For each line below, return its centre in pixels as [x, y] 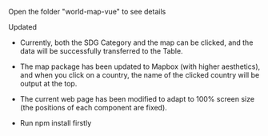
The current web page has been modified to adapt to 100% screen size [137, 99]
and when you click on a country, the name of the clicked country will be [140, 75]
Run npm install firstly [56, 123]
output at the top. [48, 84]
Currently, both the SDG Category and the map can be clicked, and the [136, 42]
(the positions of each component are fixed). [94, 108]
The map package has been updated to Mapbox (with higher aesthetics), [140, 66]
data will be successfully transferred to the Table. [101, 51]
